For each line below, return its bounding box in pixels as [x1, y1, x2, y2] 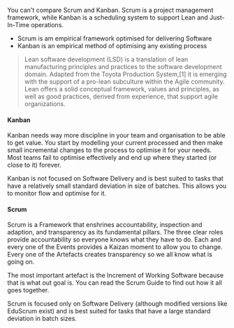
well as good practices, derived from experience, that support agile [24, 92, 219, 100]
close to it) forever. [7, 161, 61, 170]
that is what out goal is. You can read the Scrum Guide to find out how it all [7, 278, 222, 287]
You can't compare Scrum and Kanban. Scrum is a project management [7, 6, 214, 14]
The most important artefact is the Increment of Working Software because [7, 271, 224, 280]
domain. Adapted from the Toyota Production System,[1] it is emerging [24, 70, 227, 78]
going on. [7, 258, 35, 266]
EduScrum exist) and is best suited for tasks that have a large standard [7, 307, 211, 315]
